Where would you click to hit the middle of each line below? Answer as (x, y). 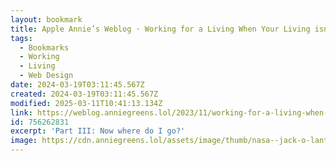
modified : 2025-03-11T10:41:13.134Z (86, 103)
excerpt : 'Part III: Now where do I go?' (98, 131)
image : (24, 141)
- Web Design (46, 76)
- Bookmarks (44, 47)
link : (21, 112)
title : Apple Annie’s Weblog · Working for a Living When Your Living (160, 29)
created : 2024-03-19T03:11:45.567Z (84, 94)
